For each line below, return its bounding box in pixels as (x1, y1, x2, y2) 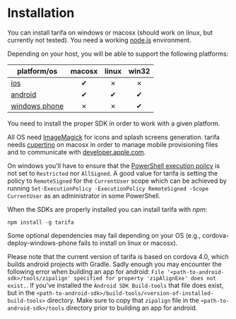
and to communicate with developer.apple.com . (7, 148, 146, 156)
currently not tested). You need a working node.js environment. (7, 35, 192, 44)
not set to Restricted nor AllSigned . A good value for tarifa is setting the (7, 169, 218, 177)
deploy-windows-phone (7, 239, 78, 247)
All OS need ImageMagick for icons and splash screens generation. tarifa (7, 133, 220, 141)
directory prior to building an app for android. (66, 303, 198, 312)
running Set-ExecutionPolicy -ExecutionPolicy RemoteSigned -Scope (7, 183, 209, 192)
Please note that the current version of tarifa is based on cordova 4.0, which (7, 252, 229, 260)
